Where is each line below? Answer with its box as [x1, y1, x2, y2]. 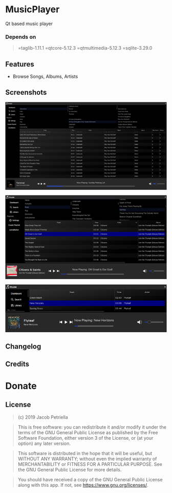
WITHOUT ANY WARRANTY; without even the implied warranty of [17, 456, 157, 462]
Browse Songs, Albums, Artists [12, 73, 78, 80]
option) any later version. [17, 440, 71, 446]
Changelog [5, 342, 41, 351]
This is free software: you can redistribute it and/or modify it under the [17, 424, 166, 430]
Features [5, 60, 34, 69]
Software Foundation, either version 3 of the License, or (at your [17, 435, 154, 441]
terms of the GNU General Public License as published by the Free [17, 429, 158, 436]
